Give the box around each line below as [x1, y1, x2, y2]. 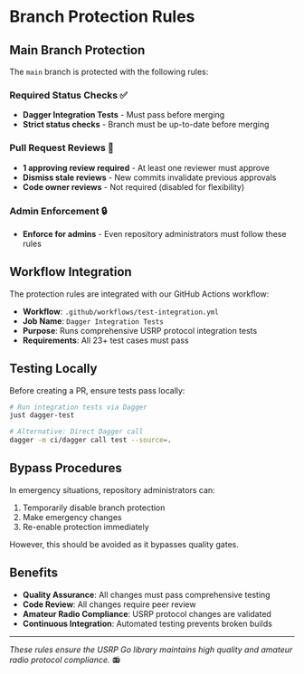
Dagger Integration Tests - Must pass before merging [22, 109, 225, 120]
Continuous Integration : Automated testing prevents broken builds [22, 618, 273, 629]
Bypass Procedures [9, 460, 122, 476]
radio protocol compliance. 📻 [9, 654, 120, 665]
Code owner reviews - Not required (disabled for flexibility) [22, 181, 245, 192]
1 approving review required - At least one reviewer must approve [22, 162, 270, 173]
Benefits [9, 565, 59, 581]
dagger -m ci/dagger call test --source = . [9, 436, 172, 445]
